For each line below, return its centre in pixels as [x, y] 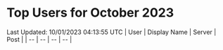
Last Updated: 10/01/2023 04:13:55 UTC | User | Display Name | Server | [111, 32]
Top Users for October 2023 [90, 13]
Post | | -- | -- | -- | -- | [39, 39]
